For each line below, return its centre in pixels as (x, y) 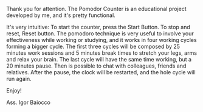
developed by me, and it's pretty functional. (61, 15)
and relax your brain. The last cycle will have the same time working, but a (99, 59)
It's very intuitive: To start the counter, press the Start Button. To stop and (98, 27)
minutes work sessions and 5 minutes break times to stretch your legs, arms (102, 53)
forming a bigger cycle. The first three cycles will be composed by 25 (93, 46)
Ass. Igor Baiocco (28, 102)
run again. (19, 79)
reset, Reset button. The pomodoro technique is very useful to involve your (100, 33)
